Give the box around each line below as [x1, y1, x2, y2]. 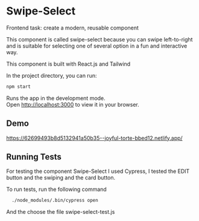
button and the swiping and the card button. [6, 174, 116, 181]
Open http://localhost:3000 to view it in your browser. [6, 101, 140, 108]
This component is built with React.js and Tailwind [6, 60, 131, 67]
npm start [6, 83, 31, 90]
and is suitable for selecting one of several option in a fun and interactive [6, 42, 188, 49]
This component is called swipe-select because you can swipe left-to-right [6, 36, 193, 43]
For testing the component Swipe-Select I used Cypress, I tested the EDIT [6, 167, 190, 175]
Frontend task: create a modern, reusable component [6, 24, 139, 31]
